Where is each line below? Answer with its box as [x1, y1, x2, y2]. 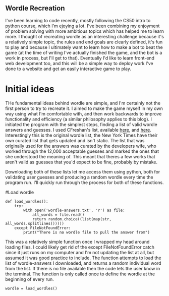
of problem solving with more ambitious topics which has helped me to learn [5, 28, 164, 34]
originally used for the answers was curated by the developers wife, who [5, 143, 156, 149]
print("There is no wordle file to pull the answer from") [23, 229, 150, 235]
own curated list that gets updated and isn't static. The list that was [5, 137, 145, 143]
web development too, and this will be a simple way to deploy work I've [5, 60, 153, 66]
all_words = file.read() [32, 212, 85, 217]
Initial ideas [5, 83, 54, 95]
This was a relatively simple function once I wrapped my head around [5, 239, 150, 245]
